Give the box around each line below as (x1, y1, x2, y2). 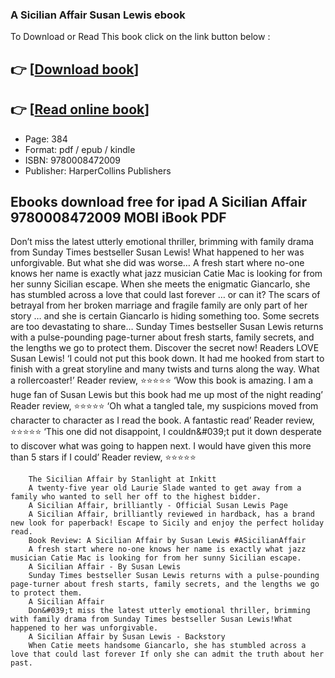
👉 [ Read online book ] (10, 101, 150, 118)
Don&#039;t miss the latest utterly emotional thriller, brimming (28, 606, 311, 616)
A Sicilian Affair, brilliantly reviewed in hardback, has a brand (28, 509, 315, 520)
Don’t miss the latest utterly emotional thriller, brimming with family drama (10, 236, 315, 248)
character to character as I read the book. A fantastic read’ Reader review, (10, 414, 315, 427)
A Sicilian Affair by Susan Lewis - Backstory (28, 632, 226, 642)
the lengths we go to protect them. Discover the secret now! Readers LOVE (10, 342, 320, 354)
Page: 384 (24, 133, 68, 145)
